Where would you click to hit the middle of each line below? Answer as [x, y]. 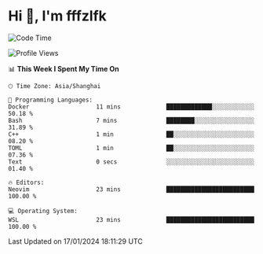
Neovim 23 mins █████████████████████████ [131, 189]
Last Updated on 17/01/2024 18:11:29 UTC [75, 241]
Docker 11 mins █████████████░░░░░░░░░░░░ [131, 107]
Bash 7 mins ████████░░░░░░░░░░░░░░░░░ [131, 120]
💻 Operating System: [43, 211]
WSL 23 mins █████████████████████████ [131, 219]
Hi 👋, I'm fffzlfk [58, 16]
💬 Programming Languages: [50, 100]
